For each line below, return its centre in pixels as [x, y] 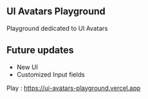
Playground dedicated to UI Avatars [57, 28]
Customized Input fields [50, 74]
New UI [27, 67]
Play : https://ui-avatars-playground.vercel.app [74, 88]
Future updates [40, 51]
